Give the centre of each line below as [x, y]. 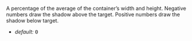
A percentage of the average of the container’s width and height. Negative [96, 8]
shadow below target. [32, 20]
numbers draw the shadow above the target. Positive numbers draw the [93, 14]
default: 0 [26, 32]
